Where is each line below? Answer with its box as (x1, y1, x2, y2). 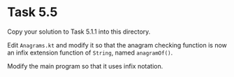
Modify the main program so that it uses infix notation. (7, 62, 163, 70)
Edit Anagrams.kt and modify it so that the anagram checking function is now (7, 41, 227, 49)
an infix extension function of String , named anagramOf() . (7, 48, 173, 57)
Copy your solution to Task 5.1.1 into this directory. (7, 27, 151, 36)
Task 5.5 (7, 4, 58, 20)
